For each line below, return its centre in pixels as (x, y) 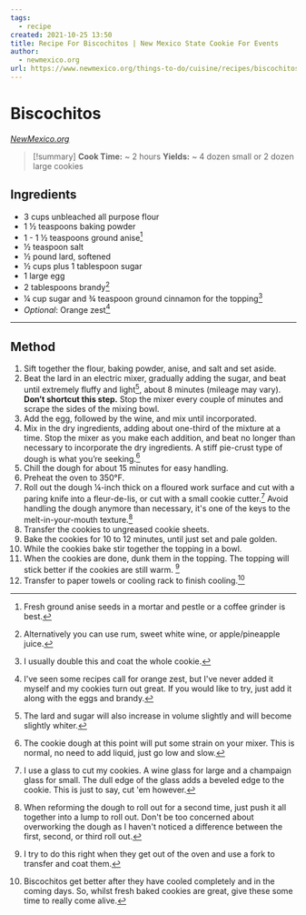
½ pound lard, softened (67, 256)
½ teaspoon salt (54, 247)
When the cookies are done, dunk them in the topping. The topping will (156, 558)
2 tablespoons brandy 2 (66, 286)
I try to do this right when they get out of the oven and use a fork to (149, 854)
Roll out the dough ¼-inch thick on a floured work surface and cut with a (159, 488)
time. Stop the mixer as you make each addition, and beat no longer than (159, 437)
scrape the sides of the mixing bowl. (91, 408)
